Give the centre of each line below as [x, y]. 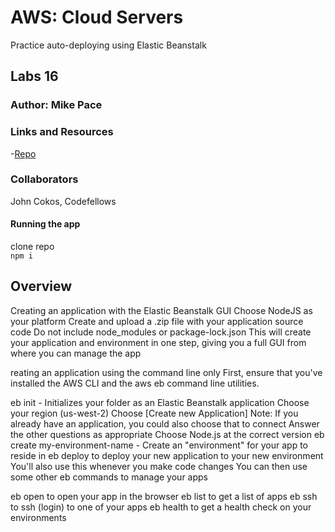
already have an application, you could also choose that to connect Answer [165, 423]
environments [38, 517]
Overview [41, 286]
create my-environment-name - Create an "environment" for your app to [159, 445]
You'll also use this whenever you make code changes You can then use [159, 466]
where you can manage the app [76, 353]
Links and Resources [62, 132]
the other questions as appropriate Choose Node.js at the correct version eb [167, 434]
